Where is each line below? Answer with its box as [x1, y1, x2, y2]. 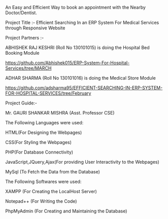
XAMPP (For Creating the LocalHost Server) [5, 189, 97, 194]
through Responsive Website [5, 25, 65, 31]
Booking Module [5, 50, 40, 56]
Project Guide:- [5, 100, 37, 106]
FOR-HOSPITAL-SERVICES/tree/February [5, 90, 91, 96]
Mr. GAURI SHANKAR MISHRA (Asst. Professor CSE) [5, 110, 115, 116]
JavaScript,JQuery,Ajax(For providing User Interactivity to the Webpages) [5, 159, 160, 165]
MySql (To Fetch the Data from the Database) [5, 169, 100, 174]
